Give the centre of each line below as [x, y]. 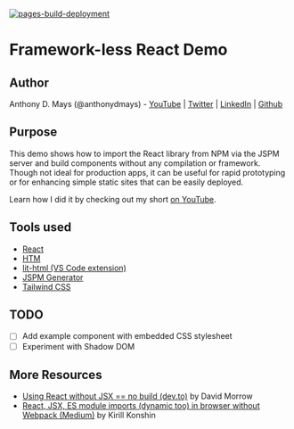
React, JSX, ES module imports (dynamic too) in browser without [141, 406]
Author [29, 82]
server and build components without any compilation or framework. [135, 163]
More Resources [56, 375]
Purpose [33, 132]
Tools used [41, 227]
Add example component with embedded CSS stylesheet [127, 336]
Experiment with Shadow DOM [78, 346]
